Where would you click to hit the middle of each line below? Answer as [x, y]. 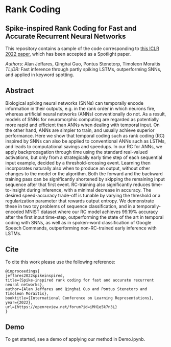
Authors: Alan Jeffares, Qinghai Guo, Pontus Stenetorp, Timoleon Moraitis [83, 64]
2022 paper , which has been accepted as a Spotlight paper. [68, 54]
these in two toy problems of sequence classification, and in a [70, 206]
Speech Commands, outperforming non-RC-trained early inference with [81, 228]
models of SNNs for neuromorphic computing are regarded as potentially [82, 119]
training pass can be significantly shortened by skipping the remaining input [85, 179]
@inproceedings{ [22, 271]
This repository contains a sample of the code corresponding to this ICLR [82, 49]
